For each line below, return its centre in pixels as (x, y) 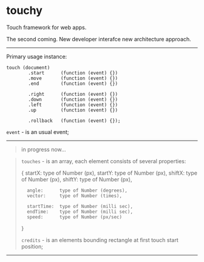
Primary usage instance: (37, 56)
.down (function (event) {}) (73, 99)
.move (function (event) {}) (73, 78)
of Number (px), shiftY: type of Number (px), (76, 179)
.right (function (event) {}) (73, 94)
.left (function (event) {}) (73, 105)
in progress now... (43, 149)
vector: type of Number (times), (75, 196)
